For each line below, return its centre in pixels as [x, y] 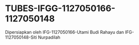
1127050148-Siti [21, 37]
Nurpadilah [49, 37]
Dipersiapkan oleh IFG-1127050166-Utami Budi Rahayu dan [65, 32]
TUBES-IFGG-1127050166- [60, 8]
